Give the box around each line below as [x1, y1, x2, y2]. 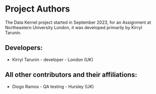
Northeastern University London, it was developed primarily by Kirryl [5, 24, 142, 30]
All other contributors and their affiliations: [5, 71, 137, 79]
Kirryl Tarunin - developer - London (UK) [12, 57, 94, 63]
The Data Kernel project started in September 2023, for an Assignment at [5, 19, 151, 25]
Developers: [5, 44, 43, 52]
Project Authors [5, 3, 70, 15]
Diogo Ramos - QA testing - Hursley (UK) [12, 83, 94, 89]
